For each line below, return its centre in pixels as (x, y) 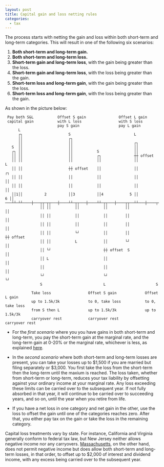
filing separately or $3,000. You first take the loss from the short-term (82, 368)
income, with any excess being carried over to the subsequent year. (73, 460)
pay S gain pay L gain (99, 126)
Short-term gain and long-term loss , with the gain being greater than (82, 62)
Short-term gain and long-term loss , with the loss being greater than (82, 73)
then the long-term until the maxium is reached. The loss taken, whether (85, 373)
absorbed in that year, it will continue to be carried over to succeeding (83, 394)
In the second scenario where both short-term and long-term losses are (84, 357)
